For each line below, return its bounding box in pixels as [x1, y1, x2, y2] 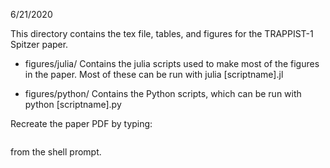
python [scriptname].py [24, 99, 122, 110]
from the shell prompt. [10, 146, 102, 158]
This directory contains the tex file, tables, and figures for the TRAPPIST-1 [10, 28, 314, 39]
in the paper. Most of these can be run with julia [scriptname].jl [24, 69, 284, 80]
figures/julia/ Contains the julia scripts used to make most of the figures [24, 58, 320, 69]
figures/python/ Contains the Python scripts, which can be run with [24, 88, 302, 99]
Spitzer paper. [10, 39, 69, 50]
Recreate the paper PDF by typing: [10, 118, 153, 129]
